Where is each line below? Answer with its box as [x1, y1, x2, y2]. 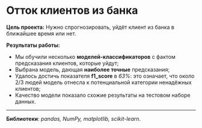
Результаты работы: [6, 41, 60, 49]
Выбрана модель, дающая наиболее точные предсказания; [14, 66, 170, 73]
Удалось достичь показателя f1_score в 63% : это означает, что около [14, 72, 195, 79]
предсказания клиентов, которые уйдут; [14, 59, 119, 67]
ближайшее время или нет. [6, 29, 76, 37]
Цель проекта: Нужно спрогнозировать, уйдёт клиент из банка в [6, 23, 174, 31]
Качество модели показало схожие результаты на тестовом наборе [14, 91, 191, 99]
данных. [14, 97, 36, 105]
